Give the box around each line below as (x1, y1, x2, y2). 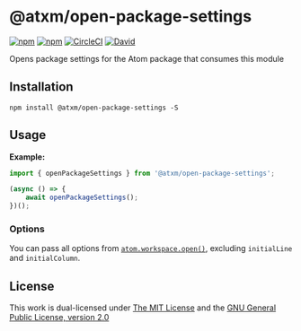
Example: (9, 151, 46, 162)
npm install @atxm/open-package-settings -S (9, 103, 179, 112)
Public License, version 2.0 (9, 312, 110, 323)
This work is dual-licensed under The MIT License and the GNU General (9, 302, 277, 313)
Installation (9, 79, 74, 95)
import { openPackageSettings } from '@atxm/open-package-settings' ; (9, 169, 276, 178)
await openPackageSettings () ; (25, 193, 139, 203)
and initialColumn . (9, 253, 81, 264)
